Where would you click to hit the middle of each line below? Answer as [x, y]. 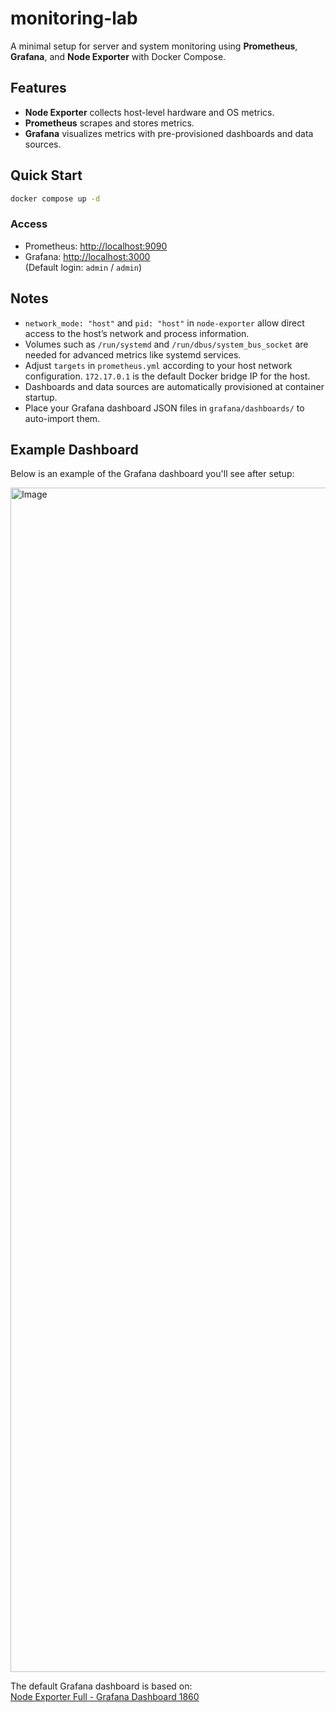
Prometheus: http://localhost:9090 [96, 246]
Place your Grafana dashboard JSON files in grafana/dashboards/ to [164, 408]
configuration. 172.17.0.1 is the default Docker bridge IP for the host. [167, 376]
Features [38, 88]
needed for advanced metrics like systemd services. [133, 354]
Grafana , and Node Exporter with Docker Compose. [118, 56]
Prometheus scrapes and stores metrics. [109, 123]
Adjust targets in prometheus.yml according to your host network [158, 365]
